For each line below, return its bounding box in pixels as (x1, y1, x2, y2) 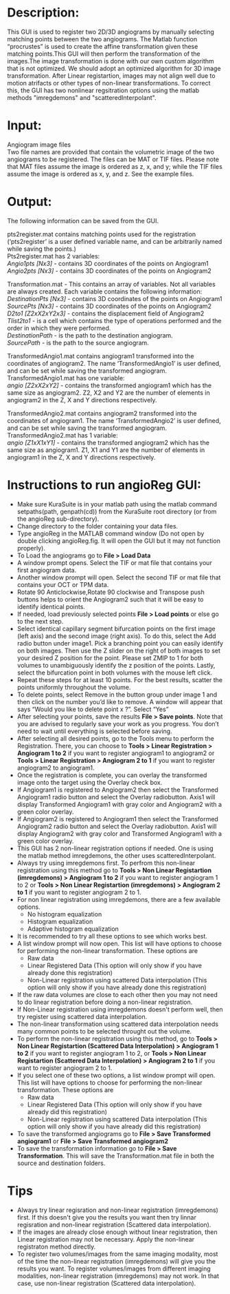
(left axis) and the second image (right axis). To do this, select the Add (16, 632, 216, 640)
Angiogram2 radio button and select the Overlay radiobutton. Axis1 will (16, 822, 217, 830)
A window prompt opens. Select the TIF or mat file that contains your (16, 558, 213, 566)
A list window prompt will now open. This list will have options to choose (16, 939, 222, 947)
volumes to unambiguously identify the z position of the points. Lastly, (16, 661, 216, 669)
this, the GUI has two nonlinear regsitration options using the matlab (7, 86, 200, 94)
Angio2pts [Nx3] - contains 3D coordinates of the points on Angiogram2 (7, 267, 211, 275)
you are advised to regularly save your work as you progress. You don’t (16, 719, 219, 728)
